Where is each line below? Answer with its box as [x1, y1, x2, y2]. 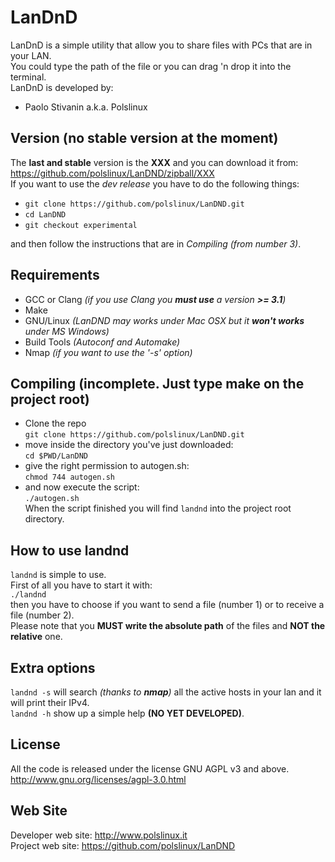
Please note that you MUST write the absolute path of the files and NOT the [10, 620, 326, 632]
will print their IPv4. [10, 697, 90, 708]
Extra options [10, 659, 96, 676]
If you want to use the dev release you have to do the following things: [10, 177, 300, 190]
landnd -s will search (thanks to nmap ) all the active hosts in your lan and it [10, 686, 322, 698]
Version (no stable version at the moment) [10, 130, 279, 147]
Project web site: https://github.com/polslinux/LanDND [10, 839, 236, 851]
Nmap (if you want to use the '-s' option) [24, 346, 193, 358]
